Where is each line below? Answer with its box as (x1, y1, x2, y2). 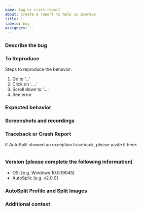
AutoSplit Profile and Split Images (5, 187, 87, 194)
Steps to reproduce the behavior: (5, 66, 72, 72)
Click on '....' (12, 81, 37, 87)
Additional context (5, 201, 51, 208)
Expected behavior (5, 104, 52, 111)
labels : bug (5, 21, 30, 26)
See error (12, 92, 32, 98)
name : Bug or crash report (5, 7, 61, 12)
